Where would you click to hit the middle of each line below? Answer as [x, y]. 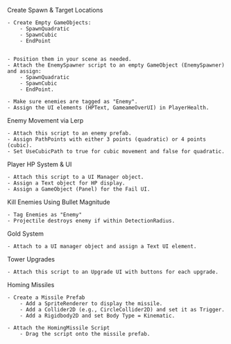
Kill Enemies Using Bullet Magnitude [59, 202]
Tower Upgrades [31, 259]
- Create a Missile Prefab [46, 298]
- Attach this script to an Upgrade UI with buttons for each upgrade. [113, 272]
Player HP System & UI [40, 164]
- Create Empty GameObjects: [49, 23]
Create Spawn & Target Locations [55, 10]
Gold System [25, 234]
